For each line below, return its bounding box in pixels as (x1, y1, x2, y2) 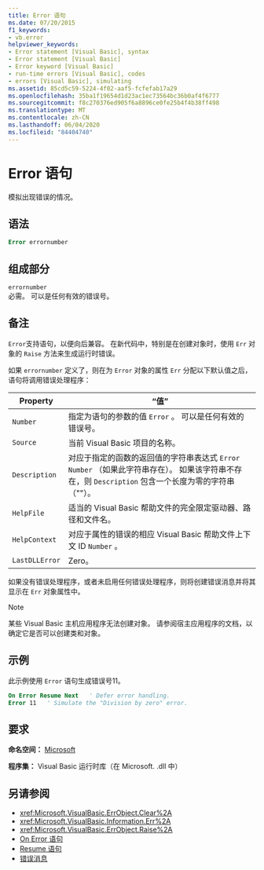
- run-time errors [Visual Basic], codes (8, 70, 146, 78)
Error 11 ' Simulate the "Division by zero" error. (8, 699, 189, 707)
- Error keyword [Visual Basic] (8, 63, 114, 71)
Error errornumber (8, 239, 68, 247)
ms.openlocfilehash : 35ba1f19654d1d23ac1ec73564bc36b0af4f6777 (8, 92, 220, 100)
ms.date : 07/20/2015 (8, 19, 76, 27)
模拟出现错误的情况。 (8, 192, 77, 201)
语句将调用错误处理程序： (8, 375, 91, 385)
